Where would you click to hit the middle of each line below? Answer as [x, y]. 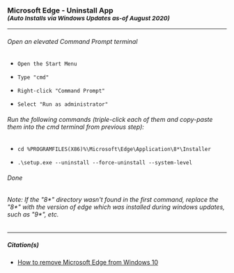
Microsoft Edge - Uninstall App [60, 10]
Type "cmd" [33, 77]
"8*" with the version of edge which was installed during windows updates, [116, 207]
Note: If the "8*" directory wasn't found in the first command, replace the [113, 199]
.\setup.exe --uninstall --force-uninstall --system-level [105, 162]
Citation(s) [23, 245]
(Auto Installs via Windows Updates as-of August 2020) [89, 18]
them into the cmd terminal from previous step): [76, 127]
